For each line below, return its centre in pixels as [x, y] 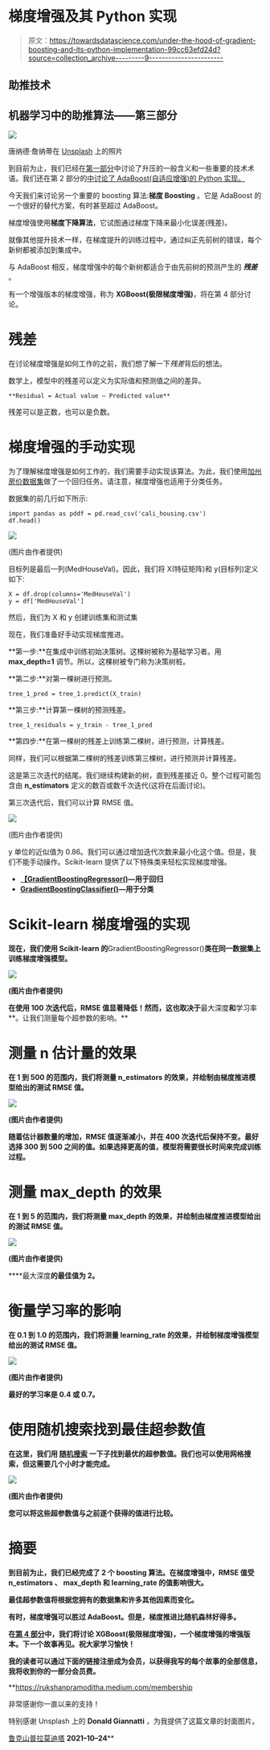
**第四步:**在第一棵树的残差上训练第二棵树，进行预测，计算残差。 [119, 741]
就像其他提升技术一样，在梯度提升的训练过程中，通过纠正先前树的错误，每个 [135, 240]
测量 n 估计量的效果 [72, 1054]
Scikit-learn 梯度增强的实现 [99, 925]
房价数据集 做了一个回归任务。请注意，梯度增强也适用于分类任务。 [117, 482]
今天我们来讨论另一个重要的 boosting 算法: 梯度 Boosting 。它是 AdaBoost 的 [135, 196]
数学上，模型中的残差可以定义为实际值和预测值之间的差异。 [107, 381]
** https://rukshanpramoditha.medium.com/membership [100, 1687]
